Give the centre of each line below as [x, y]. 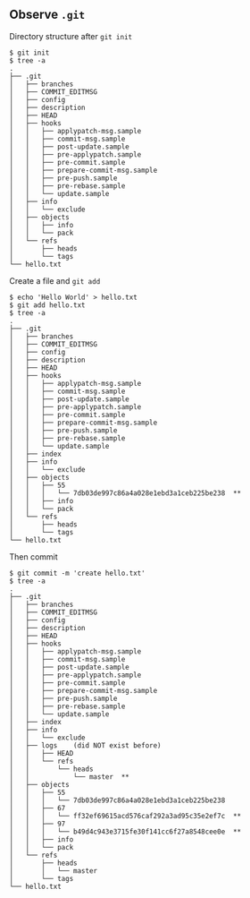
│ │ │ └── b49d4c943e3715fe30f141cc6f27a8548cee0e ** [125, 832]
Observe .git [47, 15]
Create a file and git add [55, 280]
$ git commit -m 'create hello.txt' [77, 573]
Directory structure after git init [71, 36]
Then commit [33, 556]
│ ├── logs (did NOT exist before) [86, 745]
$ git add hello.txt [48, 305]
